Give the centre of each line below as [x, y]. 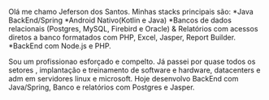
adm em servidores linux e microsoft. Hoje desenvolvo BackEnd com [124, 79]
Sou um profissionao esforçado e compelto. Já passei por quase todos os [132, 61]
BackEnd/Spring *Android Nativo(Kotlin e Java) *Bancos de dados [120, 20]
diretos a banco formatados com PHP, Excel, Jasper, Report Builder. [122, 37]
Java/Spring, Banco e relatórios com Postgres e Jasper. [102, 87]
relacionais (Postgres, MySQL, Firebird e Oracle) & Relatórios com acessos [133, 29]
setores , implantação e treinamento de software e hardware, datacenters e [134, 70]
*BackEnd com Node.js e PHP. [60, 46]
